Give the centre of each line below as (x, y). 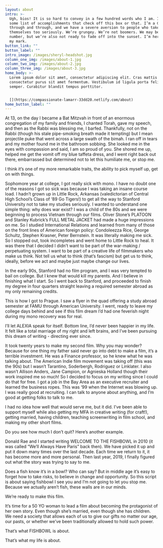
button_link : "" (21, 46)
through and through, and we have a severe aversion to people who (79, 28)
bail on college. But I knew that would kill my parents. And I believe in (74, 276)
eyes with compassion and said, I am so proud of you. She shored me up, (78, 149)
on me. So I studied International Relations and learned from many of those (80, 225)
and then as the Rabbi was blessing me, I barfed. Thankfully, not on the (76, 128)
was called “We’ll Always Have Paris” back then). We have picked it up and (80, 447)
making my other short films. (34, 423)
